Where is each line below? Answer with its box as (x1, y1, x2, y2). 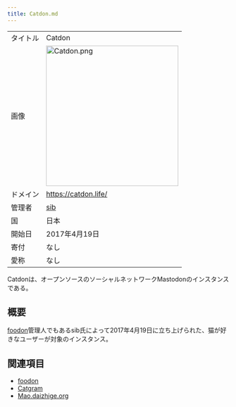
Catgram (17, 384, 44, 393)
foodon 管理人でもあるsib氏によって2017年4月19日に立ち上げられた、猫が (7, 326, 221, 334)
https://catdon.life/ (46, 189, 108, 199)
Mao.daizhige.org (17, 392, 69, 400)
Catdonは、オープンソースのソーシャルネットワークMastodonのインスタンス (7, 275, 230, 283)
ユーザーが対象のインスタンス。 (19, 335, 113, 344)
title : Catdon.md (7, 10, 58, 18)
